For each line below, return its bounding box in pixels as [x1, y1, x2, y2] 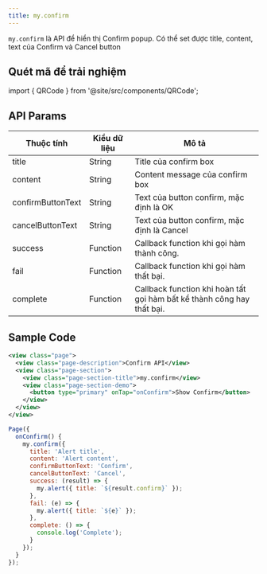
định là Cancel [134, 225, 188, 236]
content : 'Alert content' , [29, 455, 119, 463]
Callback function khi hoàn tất [134, 283, 246, 295]
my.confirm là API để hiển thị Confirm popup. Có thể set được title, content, [8, 33, 253, 43]
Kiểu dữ [92, 133, 123, 144]
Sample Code [8, 330, 76, 344]
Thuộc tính [25, 138, 68, 149]
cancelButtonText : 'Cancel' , [29, 470, 126, 478]
